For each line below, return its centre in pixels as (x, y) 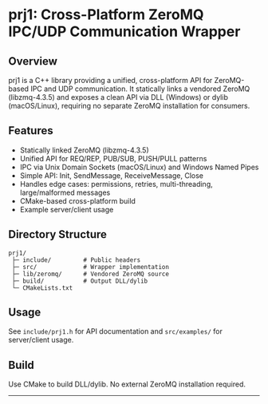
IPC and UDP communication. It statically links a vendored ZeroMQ (140, 89)
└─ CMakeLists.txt (42, 288)
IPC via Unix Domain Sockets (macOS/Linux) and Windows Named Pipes (139, 167)
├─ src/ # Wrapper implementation (91, 267)
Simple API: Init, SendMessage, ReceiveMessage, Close (111, 175)
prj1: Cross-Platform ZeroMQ (106, 15)
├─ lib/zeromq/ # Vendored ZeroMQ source (91, 274)
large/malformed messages (65, 192)
